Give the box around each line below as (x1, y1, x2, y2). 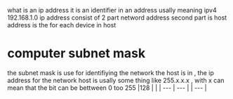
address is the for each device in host (7, 21, 116, 29)
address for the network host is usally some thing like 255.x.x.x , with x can (7, 76, 225, 84)
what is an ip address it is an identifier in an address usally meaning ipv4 (7, 6, 217, 14)
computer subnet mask (7, 46, 146, 62)
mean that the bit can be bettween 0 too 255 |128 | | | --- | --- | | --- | (7, 84, 207, 92)
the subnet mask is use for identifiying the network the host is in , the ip (7, 68, 214, 77)
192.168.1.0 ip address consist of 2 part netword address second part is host (7, 13, 227, 22)
